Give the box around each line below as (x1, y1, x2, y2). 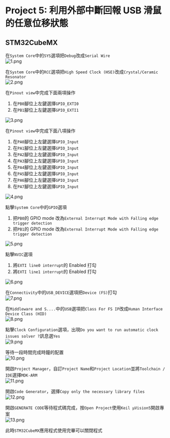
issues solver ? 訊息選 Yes (5, 333, 60, 339)
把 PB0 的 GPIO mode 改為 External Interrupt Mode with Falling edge (12, 215, 159, 221)
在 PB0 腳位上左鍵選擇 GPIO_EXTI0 (12, 100, 79, 107)
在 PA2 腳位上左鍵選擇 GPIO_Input (12, 152, 79, 157)
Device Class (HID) (5, 311, 47, 317)
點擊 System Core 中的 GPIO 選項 (5, 204, 67, 210)
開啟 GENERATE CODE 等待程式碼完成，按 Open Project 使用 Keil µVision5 (5, 405, 151, 410)
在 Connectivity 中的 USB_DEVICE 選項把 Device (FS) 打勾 (5, 289, 117, 295)
